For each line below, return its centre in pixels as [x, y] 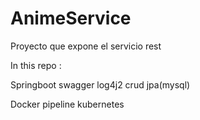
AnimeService [71, 18]
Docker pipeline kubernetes [67, 104]
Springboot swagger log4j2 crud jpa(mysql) [100, 84]
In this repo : [36, 65]
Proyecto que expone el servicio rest [86, 46]
